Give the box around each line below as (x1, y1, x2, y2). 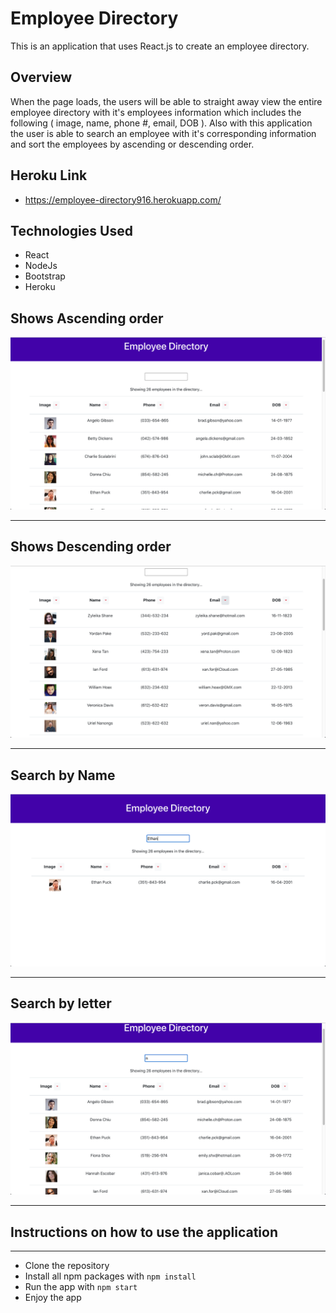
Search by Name (10, 767, 116, 784)
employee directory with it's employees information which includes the (10, 106, 302, 118)
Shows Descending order (10, 538, 172, 556)
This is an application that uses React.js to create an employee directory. (10, 40, 310, 52)
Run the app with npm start (24, 1280, 138, 1292)
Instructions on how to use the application (10, 1223, 278, 1241)
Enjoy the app (24, 1291, 82, 1303)
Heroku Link (10, 167, 88, 184)
